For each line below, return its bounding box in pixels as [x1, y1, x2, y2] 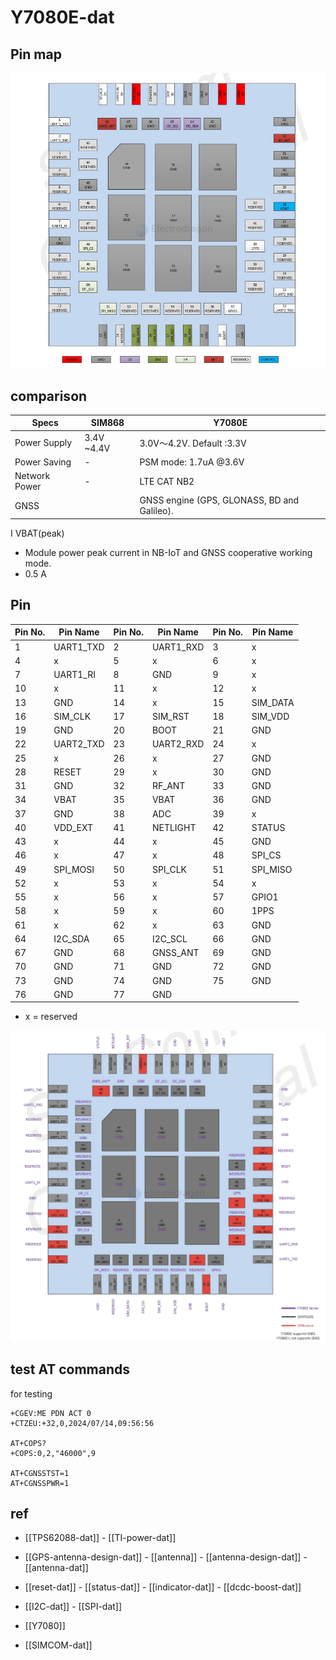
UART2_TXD [53, 738, 105, 750]
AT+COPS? [10, 1438, 47, 1448]
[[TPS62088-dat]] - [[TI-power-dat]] [24, 1532, 177, 1544]
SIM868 [90, 417, 125, 429]
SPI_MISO [251, 863, 293, 875]
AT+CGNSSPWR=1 [10, 1478, 70, 1488]
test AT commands [10, 1361, 131, 1378]
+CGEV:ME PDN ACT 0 [10, 1408, 92, 1418]
